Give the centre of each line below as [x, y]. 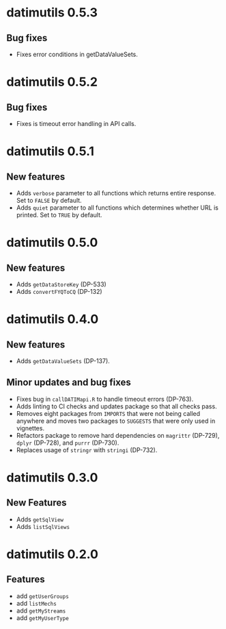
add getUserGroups [42, 596]
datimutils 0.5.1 [51, 151]
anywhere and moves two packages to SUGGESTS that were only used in [116, 421]
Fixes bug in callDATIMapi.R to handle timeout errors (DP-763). [105, 399]
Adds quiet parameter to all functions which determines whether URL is [117, 208]
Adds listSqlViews [43, 526]
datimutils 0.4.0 [53, 319]
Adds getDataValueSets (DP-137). [63, 361]
